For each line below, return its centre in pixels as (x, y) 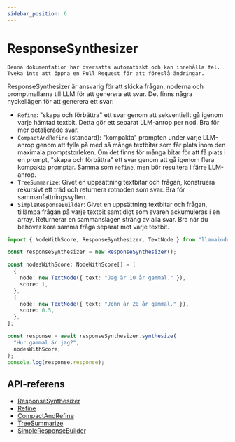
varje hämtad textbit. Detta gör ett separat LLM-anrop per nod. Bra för (118, 122)
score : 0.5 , (37, 310)
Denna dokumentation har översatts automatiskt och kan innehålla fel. (114, 67)
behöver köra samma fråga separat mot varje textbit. (93, 227)
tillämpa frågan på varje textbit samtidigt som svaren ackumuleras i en (119, 212)
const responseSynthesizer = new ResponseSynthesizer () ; (92, 252)
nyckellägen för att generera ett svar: (60, 101)
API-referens (36, 384)
